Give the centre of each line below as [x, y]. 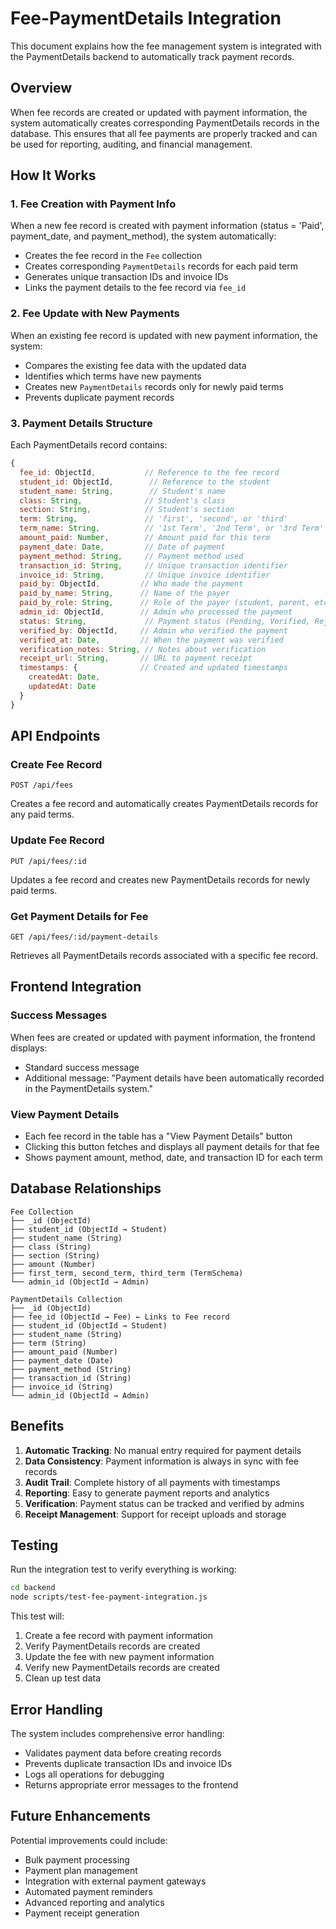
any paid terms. [42, 814]
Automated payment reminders [88, 1891]
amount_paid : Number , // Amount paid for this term [145, 538]
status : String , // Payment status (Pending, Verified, [165, 621]
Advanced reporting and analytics [94, 1902]
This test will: [37, 1616]
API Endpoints [55, 736]
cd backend [33, 1588]
